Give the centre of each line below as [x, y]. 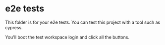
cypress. [14, 27]
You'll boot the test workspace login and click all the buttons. [67, 37]
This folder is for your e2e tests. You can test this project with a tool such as [83, 22]
